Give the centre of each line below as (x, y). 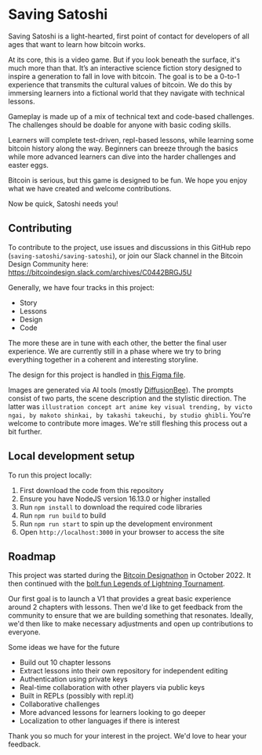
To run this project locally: (50, 475)
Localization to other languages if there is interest (100, 721)
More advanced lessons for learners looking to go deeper (113, 713)
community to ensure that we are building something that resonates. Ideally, (131, 615)
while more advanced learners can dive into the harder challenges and (122, 156)
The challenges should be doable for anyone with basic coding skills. (120, 125)
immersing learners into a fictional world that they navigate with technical (127, 93)
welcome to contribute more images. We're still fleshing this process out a (128, 423)
